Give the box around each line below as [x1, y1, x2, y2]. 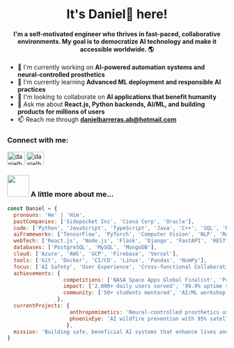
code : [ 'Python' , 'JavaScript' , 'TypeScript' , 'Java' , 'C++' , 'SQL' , [13, 225, 219, 232]
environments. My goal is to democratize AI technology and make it [17, 37, 217, 45]
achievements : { [13, 270, 61, 277]
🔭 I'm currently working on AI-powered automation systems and [17, 63, 205, 72]
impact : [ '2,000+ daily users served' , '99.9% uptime [63, 282, 223, 290]
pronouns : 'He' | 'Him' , [13, 211, 86, 218]
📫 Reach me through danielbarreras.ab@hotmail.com [17, 115, 177, 124]
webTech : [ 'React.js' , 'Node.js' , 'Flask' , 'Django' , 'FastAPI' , [13, 237, 208, 245]
